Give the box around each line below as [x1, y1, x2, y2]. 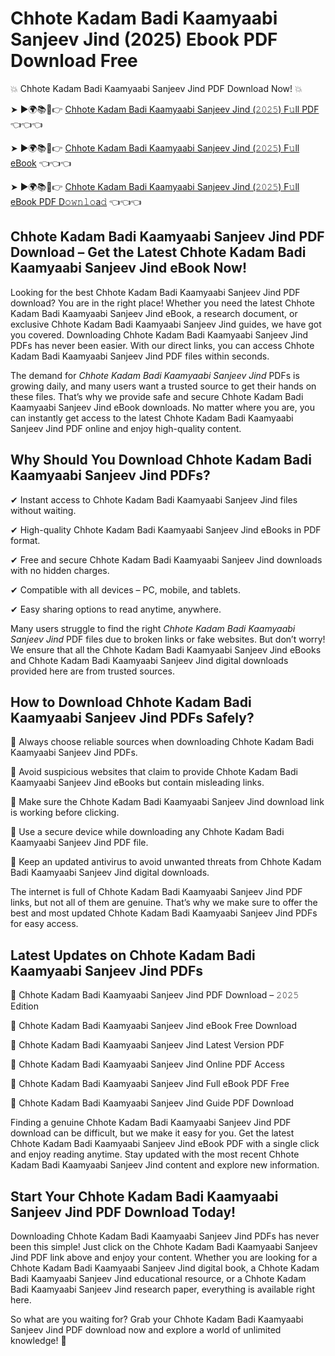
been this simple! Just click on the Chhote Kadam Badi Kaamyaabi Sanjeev [10, 1241, 318, 1252]
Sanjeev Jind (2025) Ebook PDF [10, 28, 278, 51]
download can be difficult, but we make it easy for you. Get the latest [10, 1127, 295, 1139]
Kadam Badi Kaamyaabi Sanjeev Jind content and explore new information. [10, 1159, 320, 1171]
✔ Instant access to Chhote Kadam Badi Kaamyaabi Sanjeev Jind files [10, 493, 298, 506]
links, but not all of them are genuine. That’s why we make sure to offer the [10, 897, 318, 909]
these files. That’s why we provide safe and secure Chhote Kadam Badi [10, 390, 304, 402]
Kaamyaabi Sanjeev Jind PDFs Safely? [10, 709, 255, 726]
